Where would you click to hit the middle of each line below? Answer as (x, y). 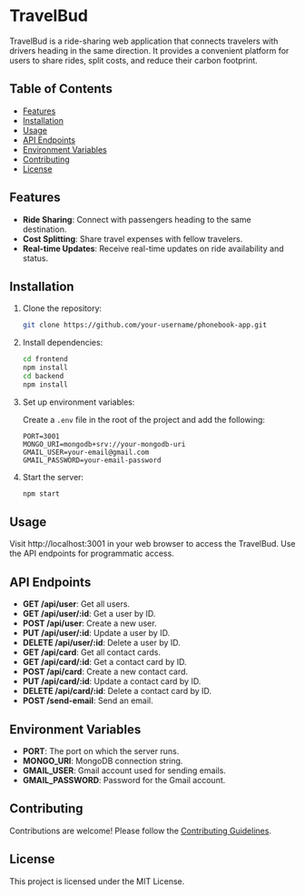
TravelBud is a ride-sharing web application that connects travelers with (144, 41)
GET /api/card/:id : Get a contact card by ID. (105, 662)
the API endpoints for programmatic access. (92, 554)
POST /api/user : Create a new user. (89, 623)
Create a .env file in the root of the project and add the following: (144, 419)
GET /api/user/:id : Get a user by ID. (89, 614)
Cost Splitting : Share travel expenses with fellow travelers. (133, 238)
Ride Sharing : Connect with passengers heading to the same (137, 219)
